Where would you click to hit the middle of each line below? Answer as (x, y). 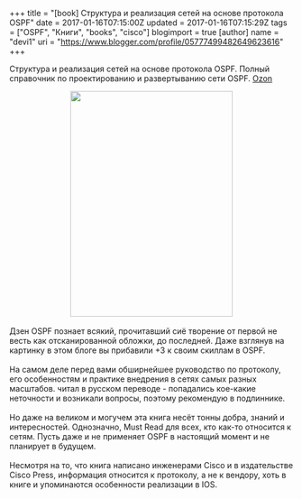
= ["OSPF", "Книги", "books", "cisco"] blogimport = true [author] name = (144, 32)
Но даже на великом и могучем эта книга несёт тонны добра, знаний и (147, 417)
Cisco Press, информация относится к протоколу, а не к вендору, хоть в (148, 475)
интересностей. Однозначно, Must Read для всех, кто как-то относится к (150, 427)
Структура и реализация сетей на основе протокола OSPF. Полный (140, 69)
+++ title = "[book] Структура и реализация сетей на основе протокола (146, 13)
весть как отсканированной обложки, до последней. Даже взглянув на (147, 341)
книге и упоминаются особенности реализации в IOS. (114, 485)
